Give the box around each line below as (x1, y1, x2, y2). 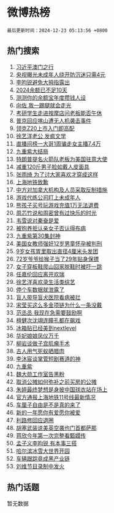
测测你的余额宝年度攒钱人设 (15, 93, 86, 101)
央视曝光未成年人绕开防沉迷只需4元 (15, 71, 106, 78)
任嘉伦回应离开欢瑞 (15, 270, 65, 278)
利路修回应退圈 (15, 416, 54, 424)
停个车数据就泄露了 (15, 286, 65, 293)
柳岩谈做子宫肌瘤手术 (15, 339, 70, 347)
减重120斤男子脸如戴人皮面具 (15, 163, 89, 170)
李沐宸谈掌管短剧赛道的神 (15, 354, 81, 362)
